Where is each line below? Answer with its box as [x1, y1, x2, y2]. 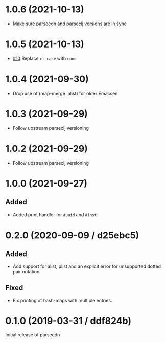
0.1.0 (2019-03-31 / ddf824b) [5, 315, 132, 327]
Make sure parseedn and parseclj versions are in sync [12, 20, 127, 27]
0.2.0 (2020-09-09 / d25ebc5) [5, 229, 139, 241]
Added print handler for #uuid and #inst [12, 211, 97, 218]
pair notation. [12, 268, 41, 275]
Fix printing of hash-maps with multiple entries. [12, 297, 112, 303]
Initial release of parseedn [5, 332, 60, 338]
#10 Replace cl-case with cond [12, 55, 77, 61]
